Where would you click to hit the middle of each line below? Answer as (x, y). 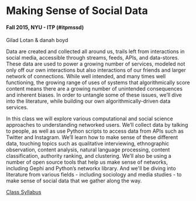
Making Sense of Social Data (77, 11)
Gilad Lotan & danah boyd (37, 40)
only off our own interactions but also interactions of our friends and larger (96, 70)
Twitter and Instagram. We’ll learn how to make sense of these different (92, 137)
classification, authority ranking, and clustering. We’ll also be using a (89, 156)
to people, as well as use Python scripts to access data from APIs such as (95, 131)
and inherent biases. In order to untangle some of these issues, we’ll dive (94, 95)
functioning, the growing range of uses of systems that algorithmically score (98, 82)
